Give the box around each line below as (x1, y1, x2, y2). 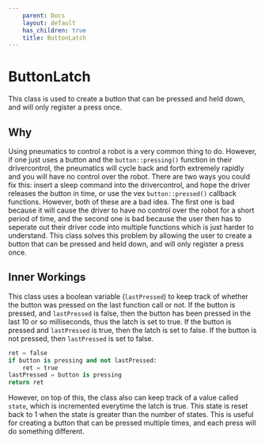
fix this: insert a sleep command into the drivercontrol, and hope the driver (8, 180, 251, 189)
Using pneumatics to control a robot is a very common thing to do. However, (8, 147, 257, 155)
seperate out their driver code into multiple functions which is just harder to (8, 223, 255, 232)
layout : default (22, 19, 77, 27)
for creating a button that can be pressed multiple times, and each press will (8, 418, 257, 428)
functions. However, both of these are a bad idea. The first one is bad (8, 197, 235, 206)
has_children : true (22, 26, 87, 34)
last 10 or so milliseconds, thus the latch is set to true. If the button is (8, 316, 232, 326)
